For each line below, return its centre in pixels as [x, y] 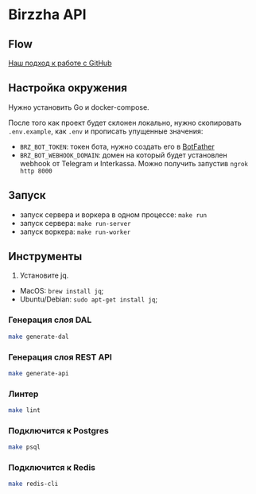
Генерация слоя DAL [50, 320]
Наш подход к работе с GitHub [60, 63]
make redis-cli [33, 484]
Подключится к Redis [52, 468]
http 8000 [36, 171]
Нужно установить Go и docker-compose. [79, 107]
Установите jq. [44, 275]
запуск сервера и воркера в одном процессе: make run [113, 214]
